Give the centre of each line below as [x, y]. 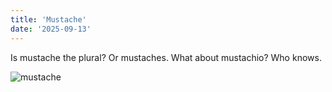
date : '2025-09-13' [51, 29]
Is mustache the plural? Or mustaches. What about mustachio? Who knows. [166, 57]
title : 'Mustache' [48, 19]
